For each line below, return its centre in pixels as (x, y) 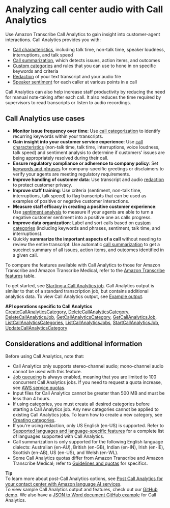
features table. (20, 276)
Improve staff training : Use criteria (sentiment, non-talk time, (77, 190)
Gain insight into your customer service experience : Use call (78, 141)
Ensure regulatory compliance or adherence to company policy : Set (86, 163)
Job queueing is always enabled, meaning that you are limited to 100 (84, 377)
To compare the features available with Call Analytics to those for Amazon (83, 265)
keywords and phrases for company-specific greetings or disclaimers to (88, 168)
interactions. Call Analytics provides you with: (53, 40)
